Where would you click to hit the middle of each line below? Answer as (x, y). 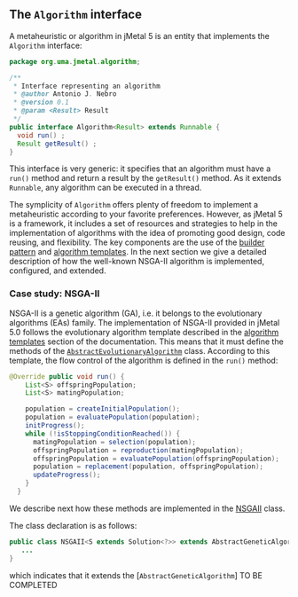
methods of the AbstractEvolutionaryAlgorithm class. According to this (140, 350)
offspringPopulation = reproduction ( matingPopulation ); (138, 450)
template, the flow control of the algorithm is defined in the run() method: (144, 360)
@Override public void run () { (67, 376)
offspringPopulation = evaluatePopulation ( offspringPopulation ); (156, 459)
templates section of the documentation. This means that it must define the (146, 342)
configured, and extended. (58, 271)
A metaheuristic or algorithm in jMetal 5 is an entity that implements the (140, 35)
